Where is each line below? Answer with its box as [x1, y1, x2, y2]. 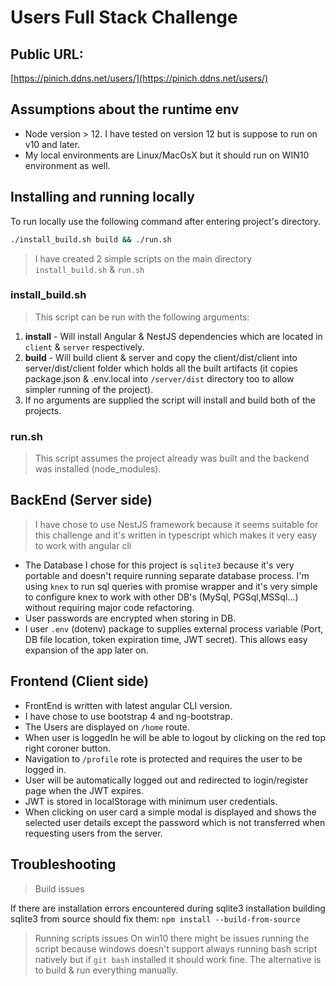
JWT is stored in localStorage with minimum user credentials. [24, 795, 278, 807]
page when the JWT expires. [24, 784, 144, 796]
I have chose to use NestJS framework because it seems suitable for [34, 518, 319, 530]
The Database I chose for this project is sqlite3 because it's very [24, 559, 295, 571]
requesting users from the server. [24, 827, 163, 839]
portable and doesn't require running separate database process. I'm [24, 569, 310, 581]
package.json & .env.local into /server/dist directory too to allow [24, 372, 295, 385]
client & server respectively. [24, 341, 145, 353]
